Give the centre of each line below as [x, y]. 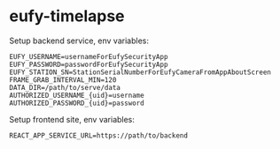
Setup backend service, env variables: [79, 41]
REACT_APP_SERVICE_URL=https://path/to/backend [99, 135]
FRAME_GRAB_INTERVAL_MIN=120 [63, 80]
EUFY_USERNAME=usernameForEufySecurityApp [89, 56]
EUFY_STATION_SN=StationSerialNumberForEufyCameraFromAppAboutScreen [140, 72]
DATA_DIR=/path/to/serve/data [65, 87]
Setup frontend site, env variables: [72, 119]
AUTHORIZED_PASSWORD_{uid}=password [77, 103]
